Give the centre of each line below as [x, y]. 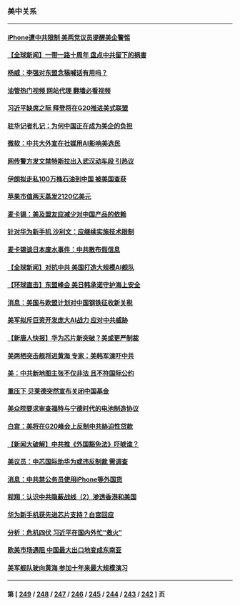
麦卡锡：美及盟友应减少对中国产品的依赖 [67, 214]
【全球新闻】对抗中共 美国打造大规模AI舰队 [71, 267]
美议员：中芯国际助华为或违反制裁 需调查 [68, 461]
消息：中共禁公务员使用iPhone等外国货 [65, 479]
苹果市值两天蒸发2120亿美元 [49, 196]
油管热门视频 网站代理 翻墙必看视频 [59, 90]
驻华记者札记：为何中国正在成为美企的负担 [70, 126]
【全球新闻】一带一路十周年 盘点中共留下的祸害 [77, 55]
